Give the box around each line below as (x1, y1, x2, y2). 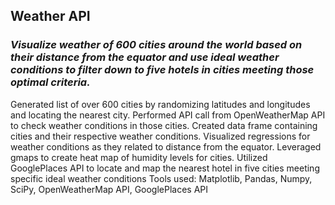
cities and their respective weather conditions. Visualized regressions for (10, 130, 311, 142)
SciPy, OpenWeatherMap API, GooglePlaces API (10, 183, 209, 195)
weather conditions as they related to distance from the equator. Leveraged (10, 140, 322, 153)
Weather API (10, 8, 91, 25)
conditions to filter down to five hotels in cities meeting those (10, 63, 315, 77)
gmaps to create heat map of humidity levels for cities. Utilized (10, 151, 268, 163)
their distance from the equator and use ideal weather (10, 50, 280, 64)
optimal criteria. (10, 75, 91, 89)
